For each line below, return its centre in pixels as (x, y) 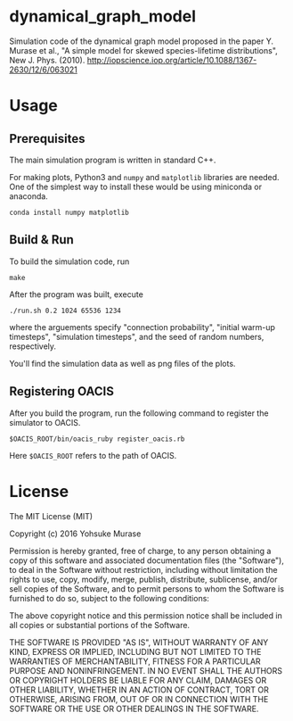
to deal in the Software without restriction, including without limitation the (143, 569)
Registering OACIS (61, 391)
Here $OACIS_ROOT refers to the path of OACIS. (93, 455)
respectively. (33, 346)
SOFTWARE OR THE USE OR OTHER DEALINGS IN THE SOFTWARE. (134, 709)
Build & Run (41, 240)
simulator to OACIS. (45, 422)
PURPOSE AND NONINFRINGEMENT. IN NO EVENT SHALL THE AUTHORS (146, 670)
